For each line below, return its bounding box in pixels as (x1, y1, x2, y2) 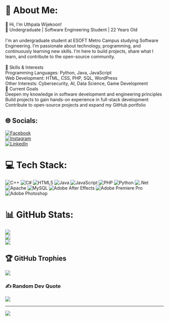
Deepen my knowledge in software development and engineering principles (5, 91, 162, 97)
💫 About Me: (5, 5, 58, 16)
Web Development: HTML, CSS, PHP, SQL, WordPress (5, 75, 118, 81)
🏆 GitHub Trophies (5, 254, 67, 263)
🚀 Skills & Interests (5, 64, 44, 70)
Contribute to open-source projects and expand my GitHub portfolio (5, 102, 146, 108)
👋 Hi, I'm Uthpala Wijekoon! (5, 21, 62, 27)
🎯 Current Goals (5, 85, 39, 91)
